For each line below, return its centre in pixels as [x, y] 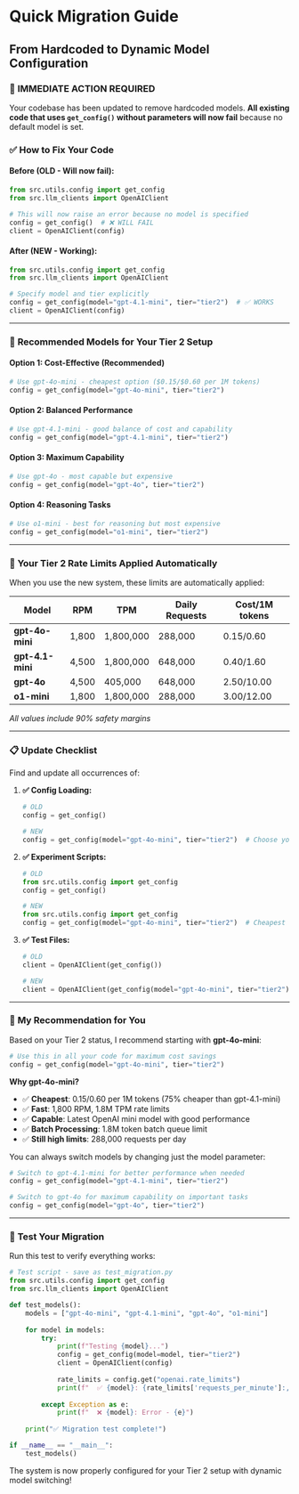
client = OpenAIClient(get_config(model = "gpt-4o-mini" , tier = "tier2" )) [158, 989]
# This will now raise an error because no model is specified [129, 214]
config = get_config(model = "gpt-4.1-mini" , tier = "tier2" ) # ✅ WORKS [141, 303]
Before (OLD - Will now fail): [62, 171]
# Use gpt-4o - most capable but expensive [91, 476]
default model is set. [47, 126]
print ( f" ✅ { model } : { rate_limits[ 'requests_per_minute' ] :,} [175, 1388]
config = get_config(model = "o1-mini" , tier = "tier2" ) [109, 532]
